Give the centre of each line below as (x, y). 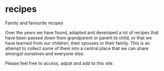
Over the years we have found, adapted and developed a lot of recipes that (82, 32)
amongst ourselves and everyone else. (45, 54)
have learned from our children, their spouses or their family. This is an (78, 43)
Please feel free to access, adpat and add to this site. (60, 63)
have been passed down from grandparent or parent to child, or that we (79, 38)
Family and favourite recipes (34, 23)
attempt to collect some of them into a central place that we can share (77, 48)
